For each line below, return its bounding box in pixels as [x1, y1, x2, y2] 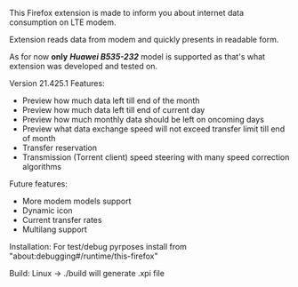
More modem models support [21, 195, 132, 206]
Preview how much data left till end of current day [21, 105, 205, 115]
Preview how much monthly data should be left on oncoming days [21, 115, 265, 124]
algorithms [21, 162, 62, 171]
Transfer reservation [21, 142, 98, 153]
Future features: [9, 179, 68, 189]
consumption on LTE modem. [9, 17, 117, 28]
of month [21, 133, 56, 143]
